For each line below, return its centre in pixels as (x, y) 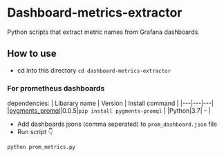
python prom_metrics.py (41, 147)
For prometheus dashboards (56, 88)
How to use (32, 54)
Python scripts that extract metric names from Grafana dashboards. (104, 32)
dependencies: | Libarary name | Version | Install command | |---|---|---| (111, 103)
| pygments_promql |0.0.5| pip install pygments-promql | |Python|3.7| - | (109, 111)
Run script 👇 (35, 132)
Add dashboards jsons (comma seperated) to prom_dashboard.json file (117, 124)
